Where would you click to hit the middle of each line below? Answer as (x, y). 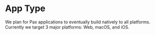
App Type (25, 9)
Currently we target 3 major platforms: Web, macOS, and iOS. (67, 27)
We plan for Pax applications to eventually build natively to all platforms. (78, 22)
